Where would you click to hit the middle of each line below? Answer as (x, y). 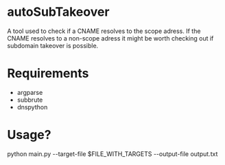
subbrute (30, 100)
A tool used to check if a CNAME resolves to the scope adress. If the (104, 31)
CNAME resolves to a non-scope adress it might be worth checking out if (110, 38)
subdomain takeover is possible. (53, 45)
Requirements (48, 74)
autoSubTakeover (58, 12)
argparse (30, 92)
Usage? (29, 135)
